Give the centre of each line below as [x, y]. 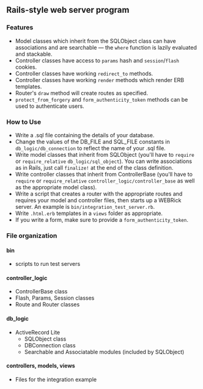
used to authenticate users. [50, 106]
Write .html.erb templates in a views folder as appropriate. [89, 213]
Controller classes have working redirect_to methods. [84, 74]
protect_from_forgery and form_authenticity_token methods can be [102, 99]
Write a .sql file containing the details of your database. [85, 135]
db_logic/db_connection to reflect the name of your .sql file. [90, 148]
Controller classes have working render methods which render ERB [100, 80]
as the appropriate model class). [56, 187]
